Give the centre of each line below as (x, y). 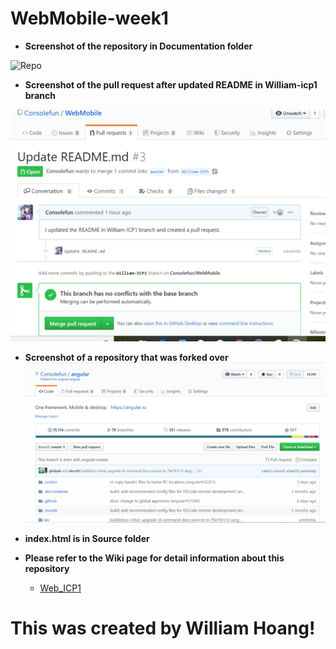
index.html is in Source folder (87, 539)
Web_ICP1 (60, 588)
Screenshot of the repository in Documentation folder (138, 46)
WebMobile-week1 (89, 18)
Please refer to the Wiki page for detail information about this (154, 558)
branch (40, 95)
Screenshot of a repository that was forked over (126, 358)
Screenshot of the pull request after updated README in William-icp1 (171, 84)
